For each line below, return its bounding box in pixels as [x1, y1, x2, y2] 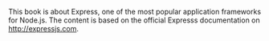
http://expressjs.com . [8, 24, 79, 33]
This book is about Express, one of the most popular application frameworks [8, 7, 262, 16]
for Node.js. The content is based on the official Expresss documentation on [8, 15, 261, 25]
